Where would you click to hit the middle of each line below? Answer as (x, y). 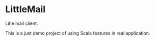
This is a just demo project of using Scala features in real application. (78, 33)
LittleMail (25, 9)
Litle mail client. (22, 23)
